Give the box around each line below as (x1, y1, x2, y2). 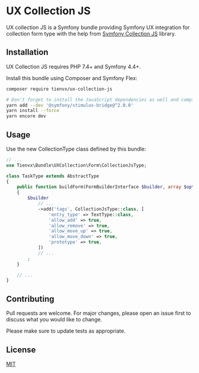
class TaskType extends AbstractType (6, 173, 99, 179)
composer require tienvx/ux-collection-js (6, 86, 113, 92)
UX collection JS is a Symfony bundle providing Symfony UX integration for (6, 24, 190, 31)
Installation (6, 47, 49, 58)
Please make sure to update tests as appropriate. (6, 327, 126, 334)
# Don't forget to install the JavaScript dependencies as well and (6, 97, 179, 103)
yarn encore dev (6, 113, 46, 119)
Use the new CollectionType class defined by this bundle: (6, 145, 146, 152)
